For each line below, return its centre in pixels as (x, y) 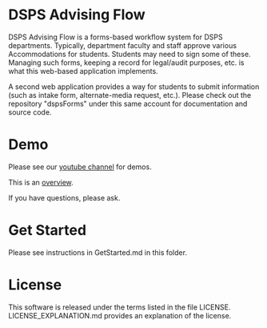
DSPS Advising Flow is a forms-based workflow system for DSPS (116, 37)
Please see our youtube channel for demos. (80, 167)
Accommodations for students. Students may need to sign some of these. (130, 54)
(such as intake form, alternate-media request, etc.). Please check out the (130, 95)
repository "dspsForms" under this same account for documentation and (128, 103)
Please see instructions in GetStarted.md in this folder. (98, 252)
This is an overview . (41, 182)
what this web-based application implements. (83, 71)
